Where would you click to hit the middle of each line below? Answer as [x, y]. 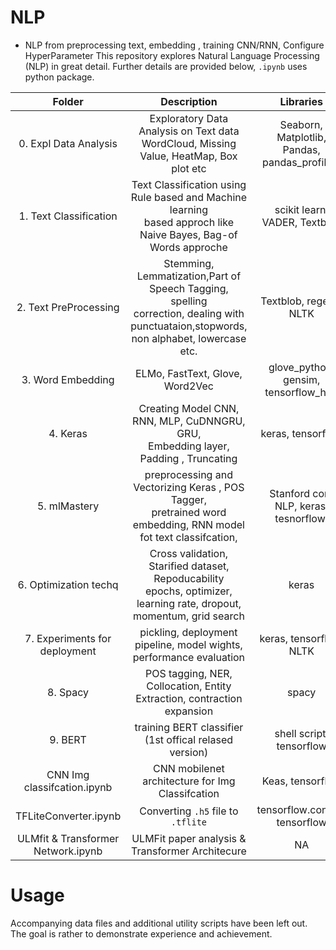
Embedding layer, [189, 446]
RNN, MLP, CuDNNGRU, [189, 421]
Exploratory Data [189, 118]
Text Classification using [189, 184]
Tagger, [189, 499]
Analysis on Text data [189, 131]
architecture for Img [189, 781]
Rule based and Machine [189, 197]
